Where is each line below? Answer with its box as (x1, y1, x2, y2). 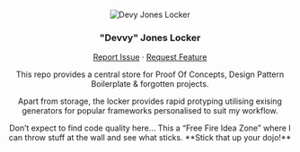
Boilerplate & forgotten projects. (91, 79, 209, 89)
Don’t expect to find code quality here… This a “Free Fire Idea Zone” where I (9, 122, 291, 133)
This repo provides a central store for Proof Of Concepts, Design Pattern (15, 69, 285, 80)
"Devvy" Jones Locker (99, 31, 201, 44)
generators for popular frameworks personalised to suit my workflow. (22, 106, 278, 116)
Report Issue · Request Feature (93, 52, 207, 63)
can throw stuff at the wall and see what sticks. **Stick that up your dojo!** (8, 132, 292, 143)
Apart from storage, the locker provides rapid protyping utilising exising (18, 96, 282, 106)
